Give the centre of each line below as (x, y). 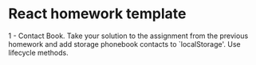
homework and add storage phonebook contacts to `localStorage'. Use (124, 44)
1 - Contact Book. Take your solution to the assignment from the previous (128, 36)
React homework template (97, 14)
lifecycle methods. (39, 52)
